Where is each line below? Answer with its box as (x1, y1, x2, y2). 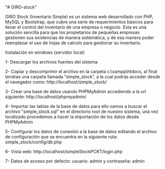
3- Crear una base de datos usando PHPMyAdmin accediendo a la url (5, 89, 146, 94)
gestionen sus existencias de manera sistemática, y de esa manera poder (5, 34, 154, 40)
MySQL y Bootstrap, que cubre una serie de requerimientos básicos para (5, 19, 154, 25)
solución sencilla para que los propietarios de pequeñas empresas (5, 30, 140, 35)
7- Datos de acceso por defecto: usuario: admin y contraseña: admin (5, 158, 145, 164)
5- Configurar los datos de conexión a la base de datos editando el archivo (5, 129, 157, 135)
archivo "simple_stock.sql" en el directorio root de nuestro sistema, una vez (5, 108, 159, 114)
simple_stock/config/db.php (5, 139, 62, 145)
